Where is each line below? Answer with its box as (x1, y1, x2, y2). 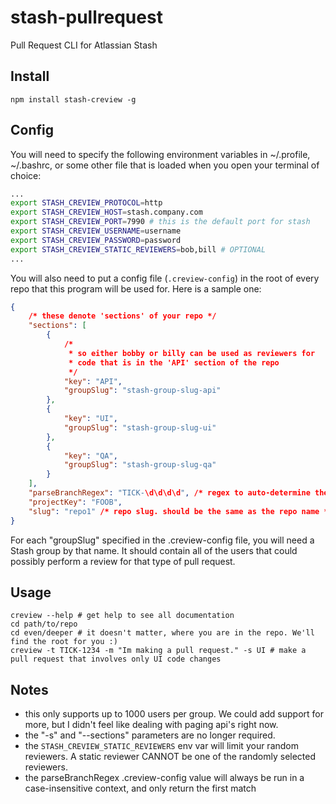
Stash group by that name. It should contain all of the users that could (10, 544, 298, 556)
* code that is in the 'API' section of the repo (68, 357, 280, 368)
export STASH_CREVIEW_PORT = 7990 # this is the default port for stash (10, 217, 311, 227)
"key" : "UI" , (63, 414, 118, 424)
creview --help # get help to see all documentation (10, 611, 235, 621)
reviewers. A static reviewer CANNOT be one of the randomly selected (24, 751, 317, 763)
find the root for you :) (10, 637, 118, 647)
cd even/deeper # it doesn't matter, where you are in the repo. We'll (10, 628, 315, 638)
